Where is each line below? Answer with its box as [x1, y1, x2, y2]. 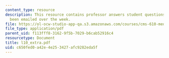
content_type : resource [5, 7, 55, 13]
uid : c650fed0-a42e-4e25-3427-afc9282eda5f [5, 45, 98, 50]
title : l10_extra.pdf [5, 40, 51, 45]
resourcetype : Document [5, 36, 55, 41]
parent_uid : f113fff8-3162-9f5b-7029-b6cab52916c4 [5, 31, 114, 36]
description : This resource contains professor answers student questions [5, 12, 165, 17]
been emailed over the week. [10, 17, 71, 22]
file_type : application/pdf [5, 26, 64, 31]
